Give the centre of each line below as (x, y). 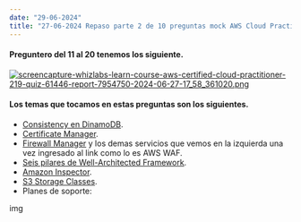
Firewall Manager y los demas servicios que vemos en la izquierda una (153, 143)
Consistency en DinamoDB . (73, 124)
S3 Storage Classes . (60, 181)
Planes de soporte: (57, 191)
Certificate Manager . (60, 133)
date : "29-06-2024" (46, 17)
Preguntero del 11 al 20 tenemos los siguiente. (96, 55)
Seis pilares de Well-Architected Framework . (104, 162)
